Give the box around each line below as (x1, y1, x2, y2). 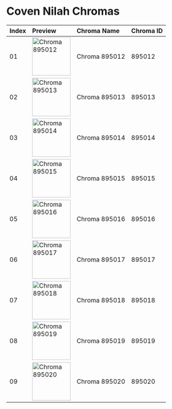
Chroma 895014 (76, 133, 126, 142)
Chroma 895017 (76, 255, 126, 264)
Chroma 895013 (76, 93, 126, 101)
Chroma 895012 (76, 52, 126, 61)
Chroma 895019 (76, 336, 126, 345)
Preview (32, 26, 57, 35)
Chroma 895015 (76, 174, 126, 182)
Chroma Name (76, 26, 120, 35)
